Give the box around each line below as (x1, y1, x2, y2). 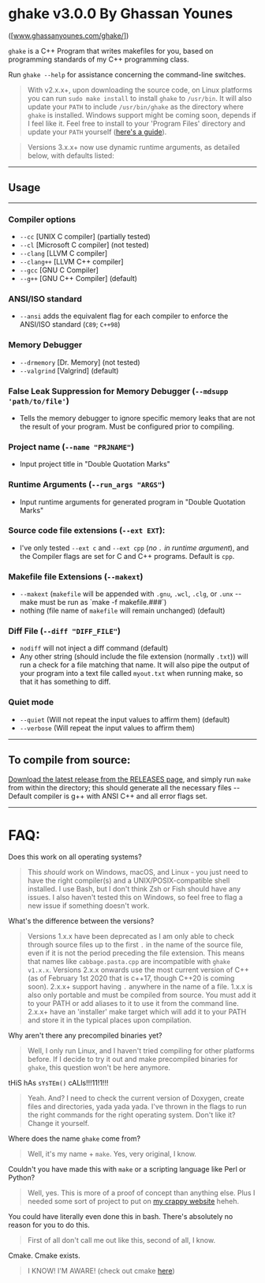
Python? (8, 1173, 35, 1183)
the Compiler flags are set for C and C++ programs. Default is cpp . (19, 551, 235, 561)
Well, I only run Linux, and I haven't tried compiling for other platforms (27, 1046, 255, 1056)
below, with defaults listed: (27, 151, 114, 160)
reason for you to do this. (8, 1221, 91, 1230)
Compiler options (8, 214, 77, 225)
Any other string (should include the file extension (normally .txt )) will (19, 652, 248, 662)
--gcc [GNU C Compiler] (19, 265, 99, 275)
